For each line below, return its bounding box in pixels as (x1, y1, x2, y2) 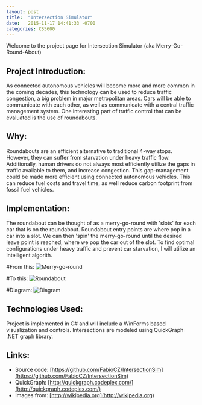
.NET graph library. (6, 333, 53, 340)
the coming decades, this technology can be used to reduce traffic (6, 89, 172, 96)
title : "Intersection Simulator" (6, 14, 93, 20)
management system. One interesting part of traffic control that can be (6, 108, 182, 115)
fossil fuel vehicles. (6, 186, 54, 193)
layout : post (6, 8, 39, 15)
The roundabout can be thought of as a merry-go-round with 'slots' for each (6, 219, 196, 227)
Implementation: (6, 203, 70, 214)
